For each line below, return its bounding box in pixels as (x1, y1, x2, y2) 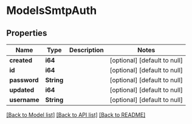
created (9, 56, 32, 64)
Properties (6, 28, 47, 38)
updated (9, 86, 35, 94)
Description (69, 46, 105, 54)
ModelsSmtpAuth (6, 4, 97, 18)
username (9, 95, 39, 104)
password (9, 76, 39, 84)
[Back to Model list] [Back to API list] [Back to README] (6, 111, 146, 119)
